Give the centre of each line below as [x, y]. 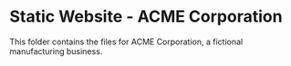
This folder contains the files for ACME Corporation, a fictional [126, 42]
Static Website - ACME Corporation [146, 17]
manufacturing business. [56, 51]
